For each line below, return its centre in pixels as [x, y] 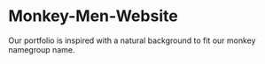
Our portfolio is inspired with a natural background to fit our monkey [132, 40]
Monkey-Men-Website [93, 16]
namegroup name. [42, 49]
